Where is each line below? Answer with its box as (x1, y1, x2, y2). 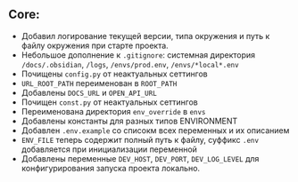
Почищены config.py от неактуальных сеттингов (21, 68, 208, 79)
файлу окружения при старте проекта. (21, 40, 169, 51)
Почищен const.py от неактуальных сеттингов (21, 97, 198, 107)
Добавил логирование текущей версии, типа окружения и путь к (21, 30, 270, 41)
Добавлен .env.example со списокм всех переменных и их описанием (21, 124, 290, 136)
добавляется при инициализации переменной (21, 144, 198, 154)
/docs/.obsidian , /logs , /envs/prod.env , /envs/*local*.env (21, 59, 239, 69)
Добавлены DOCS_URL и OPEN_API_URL (21, 87, 157, 98)
